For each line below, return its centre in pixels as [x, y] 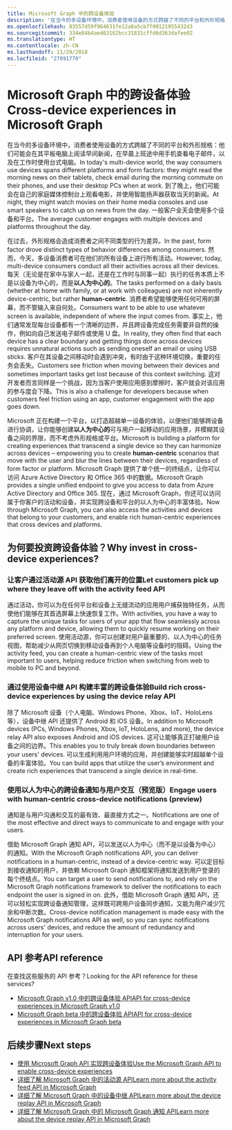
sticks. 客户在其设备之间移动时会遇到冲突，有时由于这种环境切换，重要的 [111, 356]
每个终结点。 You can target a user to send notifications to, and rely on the [112, 878]
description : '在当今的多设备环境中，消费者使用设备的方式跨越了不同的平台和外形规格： [119, 20]
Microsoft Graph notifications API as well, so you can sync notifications [108, 920]
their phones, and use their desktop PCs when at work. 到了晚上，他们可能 [113, 185]
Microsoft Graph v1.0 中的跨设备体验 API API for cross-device [104, 998]
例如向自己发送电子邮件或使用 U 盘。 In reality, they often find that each [120, 333]
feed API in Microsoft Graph [57, 1087]
